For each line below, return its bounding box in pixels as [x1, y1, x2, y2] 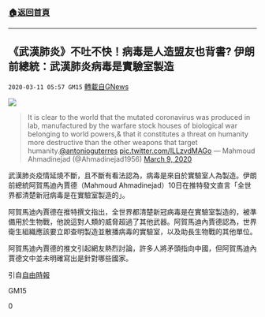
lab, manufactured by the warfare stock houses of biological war [27, 121, 238, 131]
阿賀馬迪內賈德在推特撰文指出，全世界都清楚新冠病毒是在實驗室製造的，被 [8, 207, 250, 217]
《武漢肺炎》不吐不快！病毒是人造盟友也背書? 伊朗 [8, 45, 255, 58]
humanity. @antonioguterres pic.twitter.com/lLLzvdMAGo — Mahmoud [27, 146, 256, 155]
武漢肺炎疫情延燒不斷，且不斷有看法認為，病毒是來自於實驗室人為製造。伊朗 [8, 171, 257, 181]
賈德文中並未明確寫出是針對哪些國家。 [8, 254, 132, 263]
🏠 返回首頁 [8, 6, 50, 17]
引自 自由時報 [8, 270, 50, 280]
